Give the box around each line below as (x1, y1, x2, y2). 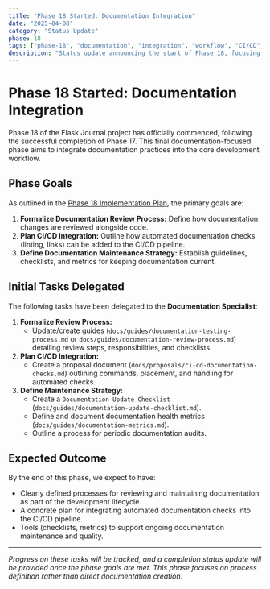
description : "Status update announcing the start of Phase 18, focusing (8, 49, 261, 57)
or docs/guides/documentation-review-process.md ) (70, 334, 237, 343)
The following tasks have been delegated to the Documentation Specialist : (8, 301, 258, 311)
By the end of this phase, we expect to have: (8, 473, 156, 483)
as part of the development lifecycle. (19, 497, 142, 507)
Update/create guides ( (31, 326, 109, 335)
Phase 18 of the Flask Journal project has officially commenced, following (8, 127, 252, 137)
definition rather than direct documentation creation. (8, 571, 183, 581)
